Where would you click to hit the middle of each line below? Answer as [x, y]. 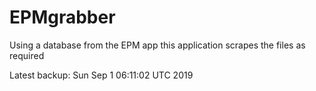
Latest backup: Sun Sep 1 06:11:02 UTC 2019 [101, 75]
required [27, 55]
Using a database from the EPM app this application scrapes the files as [157, 45]
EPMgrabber [62, 17]
